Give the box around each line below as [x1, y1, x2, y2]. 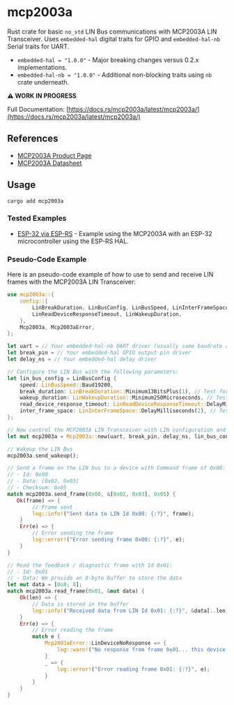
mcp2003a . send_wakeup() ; [7, 452, 79, 459]
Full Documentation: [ [7, 105, 69, 113]
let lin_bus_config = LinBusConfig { [7, 375, 117, 381]
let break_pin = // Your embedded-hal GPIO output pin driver [7, 349, 192, 356]
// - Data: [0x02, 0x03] [7, 478, 79, 485]
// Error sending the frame [32, 530, 114, 537]
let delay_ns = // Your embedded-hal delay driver [7, 356, 157, 363]
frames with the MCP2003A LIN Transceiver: [7, 277, 136, 286]
